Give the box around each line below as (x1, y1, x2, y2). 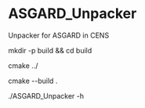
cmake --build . (8, 76, 58, 85)
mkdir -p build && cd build (8, 45, 92, 55)
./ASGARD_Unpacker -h (8, 91, 85, 100)
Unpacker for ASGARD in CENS (8, 31, 110, 40)
